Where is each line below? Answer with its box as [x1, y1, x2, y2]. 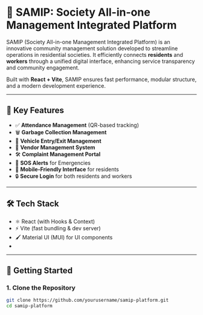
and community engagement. [6, 63, 80, 71]
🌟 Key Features [6, 105, 65, 115]
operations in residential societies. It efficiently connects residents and [6, 51, 183, 58]
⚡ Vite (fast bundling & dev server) [14, 224, 101, 232]
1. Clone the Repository [6, 284, 76, 292]
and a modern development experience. [6, 82, 106, 89]
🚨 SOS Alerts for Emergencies [14, 159, 91, 166]
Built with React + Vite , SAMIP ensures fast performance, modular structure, [6, 76, 197, 83]
